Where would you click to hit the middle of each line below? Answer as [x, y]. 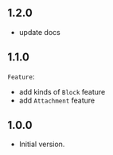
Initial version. [42, 144]
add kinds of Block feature [62, 91]
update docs [39, 32]
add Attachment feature [57, 100]
